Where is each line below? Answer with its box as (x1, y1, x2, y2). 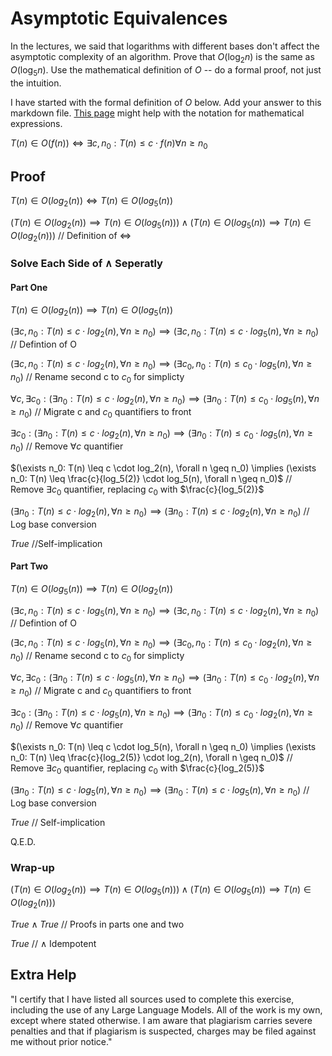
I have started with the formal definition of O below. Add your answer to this (10, 96, 322, 108)
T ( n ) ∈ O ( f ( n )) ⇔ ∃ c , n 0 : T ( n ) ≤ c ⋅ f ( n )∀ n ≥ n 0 (10, 137, 208, 151)
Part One (10, 282, 48, 294)
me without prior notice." (10, 1035, 113, 1047)
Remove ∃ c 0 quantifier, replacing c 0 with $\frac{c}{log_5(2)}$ (10, 483, 265, 497)
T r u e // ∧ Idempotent (10, 937, 97, 949)
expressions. (10, 117, 63, 129)
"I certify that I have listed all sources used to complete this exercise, (10, 993, 295, 1005)
